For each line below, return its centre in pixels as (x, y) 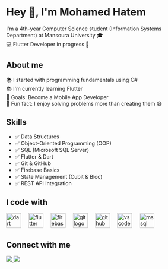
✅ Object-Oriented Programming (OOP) (63, 143)
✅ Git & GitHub (33, 163)
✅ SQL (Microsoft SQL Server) (52, 150)
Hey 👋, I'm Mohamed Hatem (76, 12)
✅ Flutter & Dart (34, 156)
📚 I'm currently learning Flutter (45, 88)
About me (25, 65)
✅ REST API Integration (43, 183)
